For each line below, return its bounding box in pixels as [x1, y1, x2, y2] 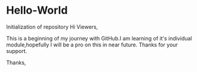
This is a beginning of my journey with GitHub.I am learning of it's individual [6, 35, 192, 42]
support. [6, 47, 27, 54]
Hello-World [6, 4, 68, 17]
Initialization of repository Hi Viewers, [6, 23, 98, 30]
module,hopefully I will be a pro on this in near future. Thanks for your [6, 41, 178, 48]
